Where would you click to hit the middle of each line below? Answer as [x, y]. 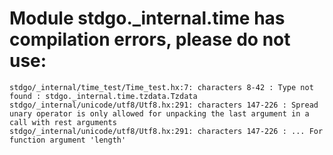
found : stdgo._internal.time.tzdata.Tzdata [103, 96]
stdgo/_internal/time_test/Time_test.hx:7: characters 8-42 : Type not [161, 87]
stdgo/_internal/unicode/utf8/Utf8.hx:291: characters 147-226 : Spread [164, 105]
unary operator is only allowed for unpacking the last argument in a [159, 113]
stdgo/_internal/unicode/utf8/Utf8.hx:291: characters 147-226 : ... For [166, 131]
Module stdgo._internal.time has [147, 18]
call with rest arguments [63, 122]
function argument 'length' [68, 140]
